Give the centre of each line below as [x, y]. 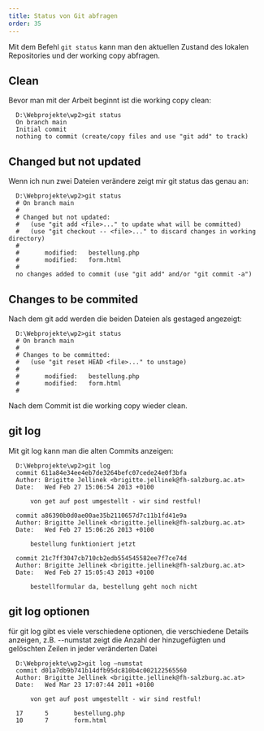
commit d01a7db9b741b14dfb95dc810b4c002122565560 [101, 670]
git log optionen [49, 612]
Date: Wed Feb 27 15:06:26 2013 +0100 [85, 529]
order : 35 [25, 24]
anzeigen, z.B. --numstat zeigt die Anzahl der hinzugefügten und [117, 640]
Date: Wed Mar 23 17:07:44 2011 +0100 [85, 685]
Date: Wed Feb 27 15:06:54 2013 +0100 [85, 487]
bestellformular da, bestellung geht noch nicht [114, 586]
